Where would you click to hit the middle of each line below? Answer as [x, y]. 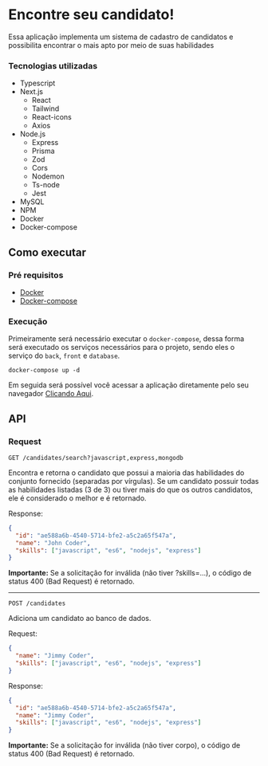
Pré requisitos [36, 275]
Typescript [37, 83]
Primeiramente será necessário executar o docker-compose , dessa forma [126, 339]
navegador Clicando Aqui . [51, 394]
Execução [28, 321]
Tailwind [45, 108]
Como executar [47, 252]
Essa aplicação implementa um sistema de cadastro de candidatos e [121, 37]
